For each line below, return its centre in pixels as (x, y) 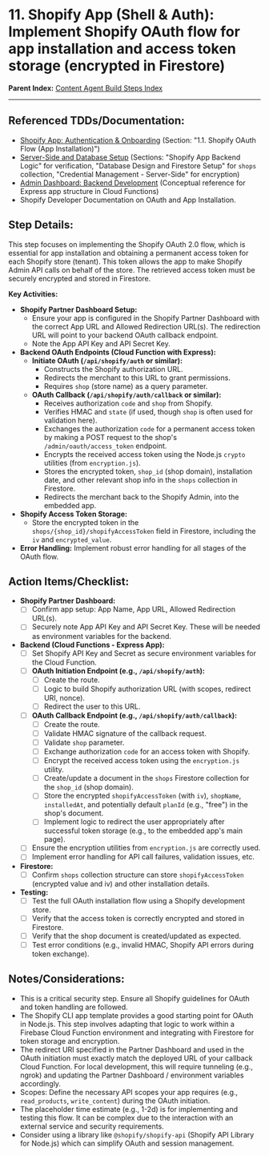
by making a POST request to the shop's (110, 437)
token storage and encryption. (70, 1041)
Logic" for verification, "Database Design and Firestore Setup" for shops (138, 165)
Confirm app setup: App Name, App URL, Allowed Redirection (134, 609)
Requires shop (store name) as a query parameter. (126, 386)
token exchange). (60, 954)
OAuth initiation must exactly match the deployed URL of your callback (136, 1058)
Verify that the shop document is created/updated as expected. (137, 936)
